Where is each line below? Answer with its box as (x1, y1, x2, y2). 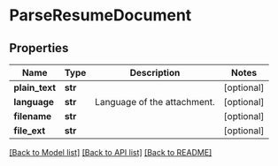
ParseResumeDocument (9, 5, 192, 26)
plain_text (13, 81, 56, 94)
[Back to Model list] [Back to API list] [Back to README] (9, 147, 212, 157)
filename (13, 110, 52, 122)
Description (129, 67, 181, 79)
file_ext (13, 124, 46, 137)
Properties (9, 41, 69, 56)
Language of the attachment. (94, 96, 215, 108)
